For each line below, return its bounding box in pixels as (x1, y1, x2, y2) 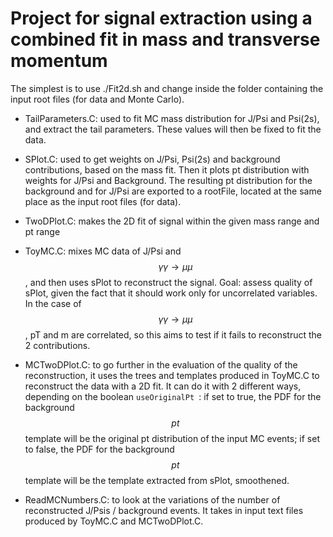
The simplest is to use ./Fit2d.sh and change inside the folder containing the (10, 82, 324, 94)
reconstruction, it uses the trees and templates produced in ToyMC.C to (24, 369, 320, 381)
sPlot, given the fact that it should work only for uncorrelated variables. (24, 287, 318, 299)
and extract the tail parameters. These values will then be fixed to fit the (24, 123, 322, 135)
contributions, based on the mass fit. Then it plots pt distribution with (24, 163, 310, 176)
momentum (10, 50, 108, 72)
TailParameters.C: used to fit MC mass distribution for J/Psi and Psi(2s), (24, 112, 320, 124)
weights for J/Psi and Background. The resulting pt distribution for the (24, 174, 313, 186)
